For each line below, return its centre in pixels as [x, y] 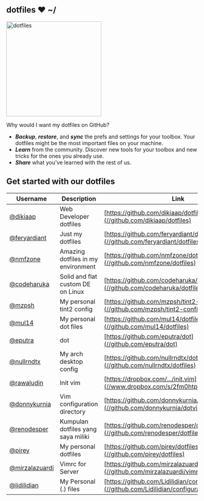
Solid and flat [79, 276]
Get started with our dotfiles [61, 182]
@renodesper [29, 429]
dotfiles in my [79, 259]
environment [78, 267]
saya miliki [75, 437]
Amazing [72, 251]
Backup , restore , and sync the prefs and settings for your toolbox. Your [105, 137]
